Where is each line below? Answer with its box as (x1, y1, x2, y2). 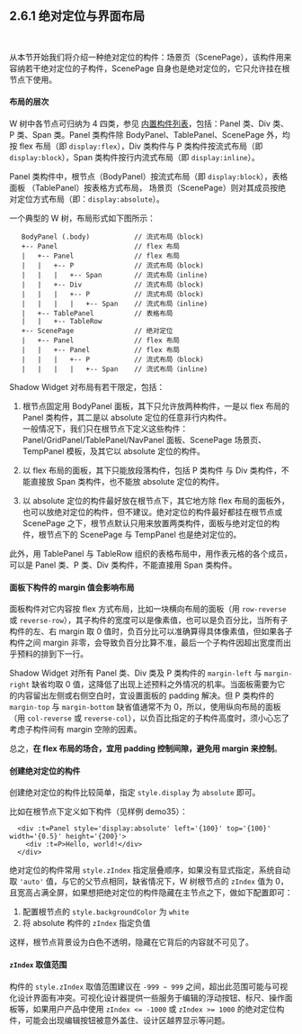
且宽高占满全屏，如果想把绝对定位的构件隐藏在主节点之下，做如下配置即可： (9, 887, 293, 898)
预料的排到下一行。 (16, 649, 88, 659)
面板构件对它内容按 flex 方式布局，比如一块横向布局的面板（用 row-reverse (9, 603, 287, 614)
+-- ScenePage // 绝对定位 (21, 327, 173, 336)
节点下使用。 (9, 74, 57, 85)
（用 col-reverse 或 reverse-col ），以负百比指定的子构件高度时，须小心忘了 (9, 712, 290, 723)
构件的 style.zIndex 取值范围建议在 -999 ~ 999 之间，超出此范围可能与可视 (9, 981, 289, 992)
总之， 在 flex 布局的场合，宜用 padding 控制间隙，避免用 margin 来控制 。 (9, 743, 283, 754)
